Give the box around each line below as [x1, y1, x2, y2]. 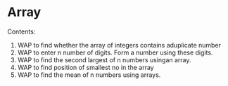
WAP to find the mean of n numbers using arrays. [17, 71, 161, 79]
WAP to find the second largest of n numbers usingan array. [17, 55, 191, 64]
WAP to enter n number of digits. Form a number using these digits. [17, 48, 213, 57]
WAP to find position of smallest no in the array [17, 63, 154, 71]
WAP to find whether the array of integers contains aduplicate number [17, 41, 222, 49]
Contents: [7, 27, 36, 36]
